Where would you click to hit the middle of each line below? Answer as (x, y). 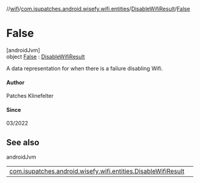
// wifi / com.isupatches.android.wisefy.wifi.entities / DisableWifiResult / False (98, 9)
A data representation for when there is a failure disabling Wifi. (84, 68)
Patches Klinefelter (30, 96)
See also (23, 142)
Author (16, 82)
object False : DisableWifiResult (46, 57)
